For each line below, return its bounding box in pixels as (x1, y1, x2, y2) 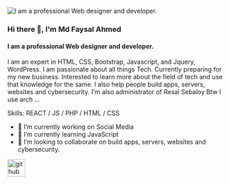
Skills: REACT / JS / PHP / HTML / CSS (7, 109, 120, 117)
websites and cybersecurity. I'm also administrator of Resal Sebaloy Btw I (7, 88, 222, 96)
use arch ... (7, 96, 40, 104)
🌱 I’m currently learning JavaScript (17, 130, 119, 139)
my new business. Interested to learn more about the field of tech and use (7, 73, 223, 81)
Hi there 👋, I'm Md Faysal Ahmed (7, 24, 122, 34)
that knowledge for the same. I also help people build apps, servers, (7, 80, 205, 88)
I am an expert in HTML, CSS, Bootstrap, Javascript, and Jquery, (7, 57, 196, 67)
